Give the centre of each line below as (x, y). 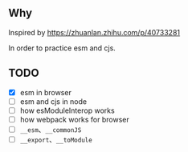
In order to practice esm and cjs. (62, 48)
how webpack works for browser (75, 119)
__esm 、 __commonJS (51, 129)
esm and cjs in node (53, 101)
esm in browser (46, 92)
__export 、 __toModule (56, 139)
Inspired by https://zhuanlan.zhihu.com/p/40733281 (94, 32)
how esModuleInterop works (67, 110)
